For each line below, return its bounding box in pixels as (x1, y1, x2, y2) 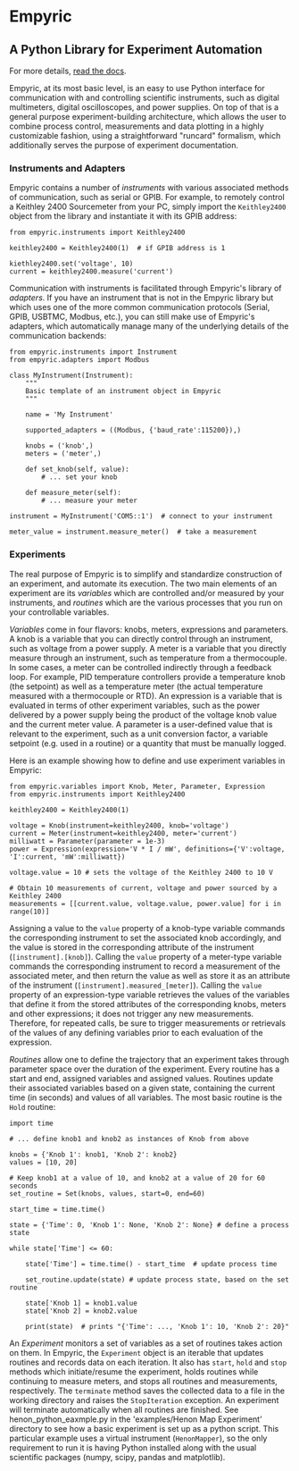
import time (9, 1119, 54, 1128)
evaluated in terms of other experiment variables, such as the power (9, 700, 261, 710)
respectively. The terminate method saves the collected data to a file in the (9, 1385, 286, 1396)
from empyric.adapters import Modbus (9, 356, 150, 365)
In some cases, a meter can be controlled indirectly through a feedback (9, 661, 272, 672)
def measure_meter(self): (25, 489, 122, 498)
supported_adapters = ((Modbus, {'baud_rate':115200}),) (25, 426, 242, 435)
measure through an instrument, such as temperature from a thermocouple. (9, 652, 287, 663)
